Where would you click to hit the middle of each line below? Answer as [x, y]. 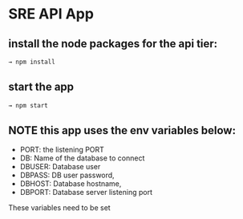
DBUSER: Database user [60, 167]
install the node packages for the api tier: [113, 44]
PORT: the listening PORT [62, 150]
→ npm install [32, 62]
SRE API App [51, 14]
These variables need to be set [59, 208]
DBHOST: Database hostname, [71, 184]
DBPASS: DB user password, [67, 175]
